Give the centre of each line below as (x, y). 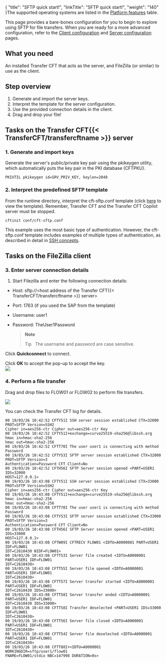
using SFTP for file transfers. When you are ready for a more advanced (78, 27)
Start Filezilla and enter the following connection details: (70, 281)
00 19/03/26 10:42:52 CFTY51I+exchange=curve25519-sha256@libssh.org (79, 433)
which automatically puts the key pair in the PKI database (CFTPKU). (75, 168)
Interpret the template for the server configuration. (64, 104)
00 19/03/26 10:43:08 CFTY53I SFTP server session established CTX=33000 (83, 516)
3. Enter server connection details (47, 270)
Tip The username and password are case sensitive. (80, 344)
